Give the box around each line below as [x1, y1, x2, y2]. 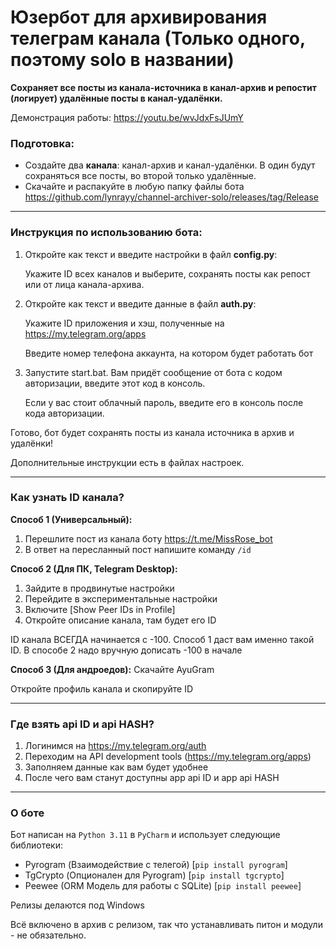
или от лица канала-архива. [24, 278, 145, 290]
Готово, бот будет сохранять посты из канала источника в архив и [10, 426, 295, 438]
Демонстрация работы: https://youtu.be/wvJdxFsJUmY [10, 111, 244, 123]
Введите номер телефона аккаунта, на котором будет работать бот [24, 347, 314, 359]
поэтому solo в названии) [10, 49, 235, 71]
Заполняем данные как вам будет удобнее [24, 761, 209, 773]
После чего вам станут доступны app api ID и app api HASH [24, 772, 280, 784]
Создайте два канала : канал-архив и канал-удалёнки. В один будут [24, 159, 316, 171]
